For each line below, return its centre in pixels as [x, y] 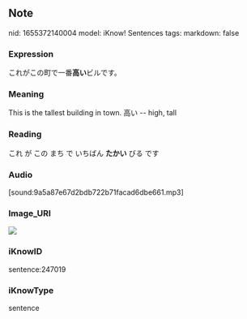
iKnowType [31, 290]
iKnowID [26, 252]
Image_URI [30, 213]
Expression [31, 54]
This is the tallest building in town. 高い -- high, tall [92, 113]
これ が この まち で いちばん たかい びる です [84, 153]
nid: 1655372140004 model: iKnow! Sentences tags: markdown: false [124, 32]
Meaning [26, 94]
